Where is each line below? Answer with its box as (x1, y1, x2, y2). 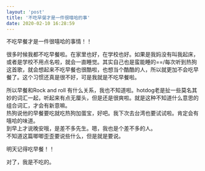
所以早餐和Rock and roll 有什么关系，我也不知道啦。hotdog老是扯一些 (6, 87, 182, 94)
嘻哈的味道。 (6, 117, 38, 125)
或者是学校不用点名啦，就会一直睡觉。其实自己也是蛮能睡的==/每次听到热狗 (6, 59, 197, 66)
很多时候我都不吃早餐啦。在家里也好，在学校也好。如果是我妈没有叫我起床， (6, 51, 199, 58)
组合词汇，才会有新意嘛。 (6, 102, 71, 109)
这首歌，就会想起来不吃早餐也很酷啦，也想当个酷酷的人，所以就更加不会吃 (6, 66, 193, 73)
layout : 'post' (6, 9, 45, 15)
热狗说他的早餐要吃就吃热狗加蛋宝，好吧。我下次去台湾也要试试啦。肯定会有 (6, 109, 199, 117)
